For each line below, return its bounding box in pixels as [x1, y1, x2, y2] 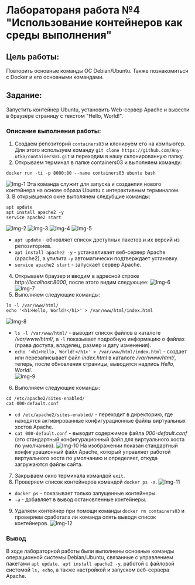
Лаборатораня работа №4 [6, 4, 141, 17]
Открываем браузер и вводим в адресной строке [14, 273, 139, 280]
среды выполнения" [6, 29, 112, 42]
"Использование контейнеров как [6, 16, 183, 29]
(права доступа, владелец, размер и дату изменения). [14, 342, 152, 349]
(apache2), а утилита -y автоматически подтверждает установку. [14, 255, 179, 262]
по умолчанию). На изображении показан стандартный [14, 442, 179, 449]
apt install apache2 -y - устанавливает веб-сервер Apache [14, 249, 166, 256]
